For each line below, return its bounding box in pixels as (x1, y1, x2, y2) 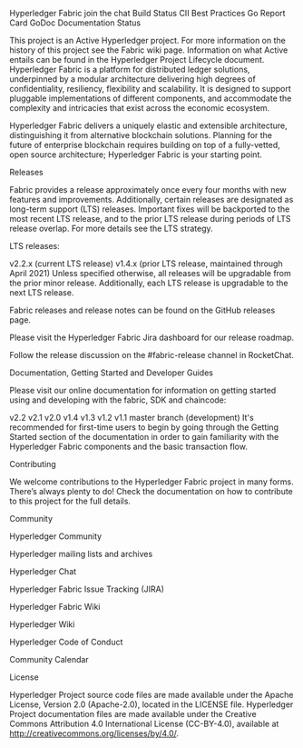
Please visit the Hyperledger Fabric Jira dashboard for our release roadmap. (9, 332, 295, 343)
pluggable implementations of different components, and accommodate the (9, 93, 292, 104)
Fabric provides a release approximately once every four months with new (9, 185, 288, 194)
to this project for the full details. (9, 495, 132, 506)
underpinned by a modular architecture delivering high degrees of (9, 74, 256, 85)
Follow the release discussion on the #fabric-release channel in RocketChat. (9, 350, 295, 360)
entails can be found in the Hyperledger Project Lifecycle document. (9, 55, 265, 65)
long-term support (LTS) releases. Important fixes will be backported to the (9, 204, 290, 214)
